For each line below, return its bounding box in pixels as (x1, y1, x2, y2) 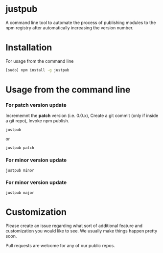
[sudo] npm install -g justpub (5, 68, 70, 72)
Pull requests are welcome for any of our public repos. (5, 242, 116, 248)
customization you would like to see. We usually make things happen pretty (5, 228, 158, 233)
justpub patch (5, 145, 35, 150)
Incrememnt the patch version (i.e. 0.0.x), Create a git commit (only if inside (5, 113, 159, 118)
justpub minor (5, 168, 35, 173)
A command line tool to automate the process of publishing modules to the (5, 20, 156, 25)
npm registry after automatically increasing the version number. (5, 24, 134, 30)
